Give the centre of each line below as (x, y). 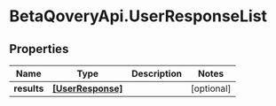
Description (157, 74)
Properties (39, 49)
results (29, 88)
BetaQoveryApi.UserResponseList (138, 16)
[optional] (211, 88)
